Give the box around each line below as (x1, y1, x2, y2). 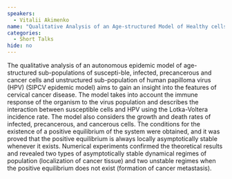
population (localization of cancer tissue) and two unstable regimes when (7, 157, 216, 164)
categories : (7, 29, 41, 37)
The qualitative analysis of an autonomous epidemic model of (7, 62, 182, 69)
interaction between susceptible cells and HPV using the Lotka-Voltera (7, 105, 209, 113)
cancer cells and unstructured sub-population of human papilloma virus (7, 76, 211, 84)
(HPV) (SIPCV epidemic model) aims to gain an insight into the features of (7, 84, 217, 91)
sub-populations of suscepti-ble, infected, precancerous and (38, 68, 212, 77)
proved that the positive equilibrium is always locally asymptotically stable (7, 135, 217, 142)
